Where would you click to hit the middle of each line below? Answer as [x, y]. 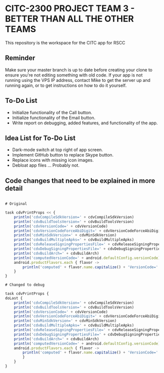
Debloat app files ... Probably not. [46, 165]
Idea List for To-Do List [40, 138]
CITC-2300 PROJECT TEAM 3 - [70, 9]
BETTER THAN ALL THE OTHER [70, 19]
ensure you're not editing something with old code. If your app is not [74, 75]
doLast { [14, 298]
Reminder [20, 58]
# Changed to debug [25, 285]
